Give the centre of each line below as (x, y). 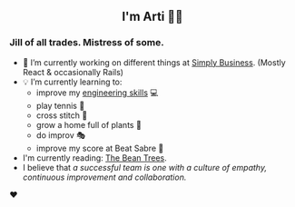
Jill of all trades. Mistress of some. (87, 43)
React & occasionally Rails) (73, 72)
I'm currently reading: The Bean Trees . (95, 158)
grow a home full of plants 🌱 (89, 124)
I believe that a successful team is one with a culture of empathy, (145, 167)
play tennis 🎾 (60, 105)
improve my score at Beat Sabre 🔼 (100, 148)
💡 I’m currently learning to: (72, 82)
